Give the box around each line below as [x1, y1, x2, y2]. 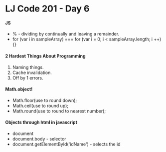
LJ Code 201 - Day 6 [5, 3, 90, 14]
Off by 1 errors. [12, 74, 43, 80]
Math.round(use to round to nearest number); [12, 108, 106, 114]
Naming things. [12, 64, 44, 70]
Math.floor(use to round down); [12, 97, 77, 103]
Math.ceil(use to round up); [12, 102, 69, 108]
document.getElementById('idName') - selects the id [12, 141, 121, 147]
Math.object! [5, 86, 33, 92]
